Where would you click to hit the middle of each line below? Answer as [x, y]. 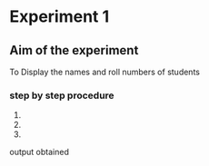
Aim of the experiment [74, 50]
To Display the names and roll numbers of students [104, 72]
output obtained [40, 152]
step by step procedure [62, 95]
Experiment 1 [60, 17]
